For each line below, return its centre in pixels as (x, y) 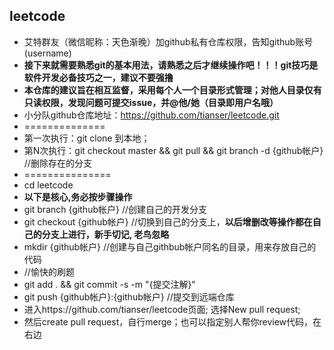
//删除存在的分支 (57, 163)
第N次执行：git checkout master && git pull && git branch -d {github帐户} (173, 150)
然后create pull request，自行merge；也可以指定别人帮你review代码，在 (172, 321)
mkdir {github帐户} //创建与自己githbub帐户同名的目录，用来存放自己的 (170, 246)
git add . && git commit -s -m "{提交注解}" (109, 284)
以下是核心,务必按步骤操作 (78, 196)
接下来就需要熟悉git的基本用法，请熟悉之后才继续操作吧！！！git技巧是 (171, 65)
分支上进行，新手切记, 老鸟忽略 (105, 234)
